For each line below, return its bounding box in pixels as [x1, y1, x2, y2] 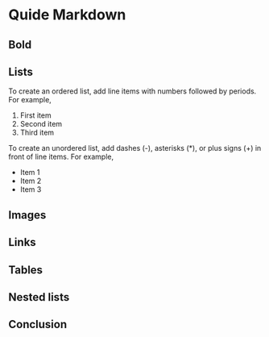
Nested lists [8, 290, 70, 304]
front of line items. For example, [8, 152, 114, 162]
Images [8, 208, 47, 222]
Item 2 [19, 176, 42, 186]
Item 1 [19, 168, 40, 177]
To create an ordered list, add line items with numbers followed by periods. [8, 86, 257, 96]
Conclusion [8, 318, 68, 331]
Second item [19, 119, 63, 129]
